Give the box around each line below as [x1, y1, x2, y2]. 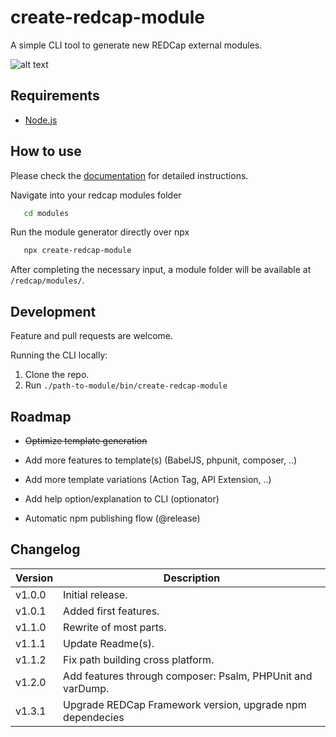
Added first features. [63, 604, 160, 618]
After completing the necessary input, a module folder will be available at [10, 264, 312, 276]
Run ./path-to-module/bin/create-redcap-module [24, 379, 228, 391]
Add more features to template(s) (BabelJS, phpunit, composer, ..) [24, 454, 298, 466]
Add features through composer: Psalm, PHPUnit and [63, 669, 313, 683]
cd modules [23, 208, 70, 218]
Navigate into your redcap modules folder [10, 189, 182, 201]
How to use [10, 143, 82, 160]
